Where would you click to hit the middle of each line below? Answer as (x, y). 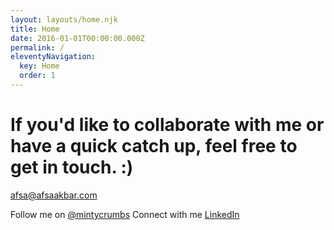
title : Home (35, 29)
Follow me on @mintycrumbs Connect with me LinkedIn (125, 214)
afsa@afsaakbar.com (54, 195)
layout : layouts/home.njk (64, 19)
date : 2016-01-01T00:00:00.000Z (77, 38)
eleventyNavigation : (53, 57)
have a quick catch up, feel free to (154, 146)
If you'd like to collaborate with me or (167, 125)
